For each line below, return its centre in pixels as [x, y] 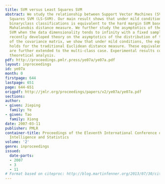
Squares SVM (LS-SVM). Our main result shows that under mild [74, 19]
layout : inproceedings [28, 64]
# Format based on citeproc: [35, 174]
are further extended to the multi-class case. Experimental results [82, 51]
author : [13, 101]
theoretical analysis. [33, 55]
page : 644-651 [20, 87]
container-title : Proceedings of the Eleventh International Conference [81, 133]
